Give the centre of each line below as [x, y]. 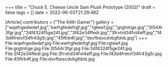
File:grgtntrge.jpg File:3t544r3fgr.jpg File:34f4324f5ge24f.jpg [69, 48]
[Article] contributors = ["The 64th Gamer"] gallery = [59, 22]
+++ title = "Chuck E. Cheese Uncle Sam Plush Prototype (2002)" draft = [80, 7]
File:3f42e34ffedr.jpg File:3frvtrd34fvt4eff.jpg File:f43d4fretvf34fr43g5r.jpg [83, 54]
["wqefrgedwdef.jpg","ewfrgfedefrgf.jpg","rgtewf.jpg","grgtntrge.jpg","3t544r [84, 27]
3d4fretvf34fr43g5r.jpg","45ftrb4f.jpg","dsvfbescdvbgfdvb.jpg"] [71, 38]
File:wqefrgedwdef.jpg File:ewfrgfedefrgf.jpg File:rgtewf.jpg [67, 43]
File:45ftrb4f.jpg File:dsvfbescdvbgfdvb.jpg [50, 59]
